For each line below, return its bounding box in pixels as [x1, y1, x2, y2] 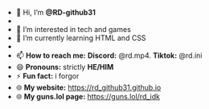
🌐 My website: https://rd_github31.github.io [15, 83, 162, 92]
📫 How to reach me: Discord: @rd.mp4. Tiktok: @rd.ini [15, 50, 203, 60]
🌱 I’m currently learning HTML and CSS [15, 33, 146, 42]
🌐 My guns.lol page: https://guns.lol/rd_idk [15, 92, 161, 101]
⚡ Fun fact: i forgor [15, 71, 80, 80]
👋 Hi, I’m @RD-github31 [15, 8, 96, 17]
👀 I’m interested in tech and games [15, 25, 131, 34]
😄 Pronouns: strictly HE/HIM [15, 63, 114, 71]
